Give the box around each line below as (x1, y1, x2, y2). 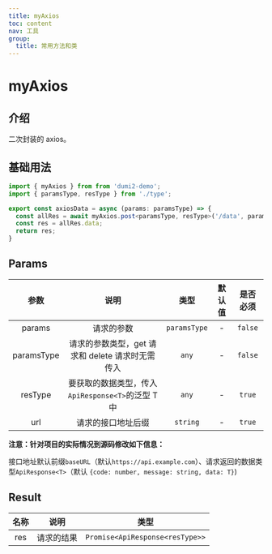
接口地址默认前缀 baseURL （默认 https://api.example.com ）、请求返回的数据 (8, 456, 256, 466)
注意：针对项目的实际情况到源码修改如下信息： (8, 439, 164, 449)
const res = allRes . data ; (15, 220, 104, 228)
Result (8, 491, 42, 505)
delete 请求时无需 (88, 350, 155, 361)
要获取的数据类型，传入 (68, 377, 158, 389)
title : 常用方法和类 (15, 42, 78, 50)
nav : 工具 (8, 27, 39, 35)
